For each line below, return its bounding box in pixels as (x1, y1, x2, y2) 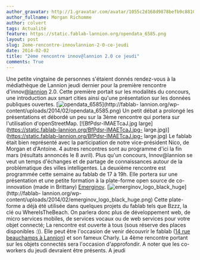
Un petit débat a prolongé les (122, 107, 194, 114)
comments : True (6, 59, 44, 65)
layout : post (6, 36, 39, 42)
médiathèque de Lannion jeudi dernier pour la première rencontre (6, 81, 167, 88)
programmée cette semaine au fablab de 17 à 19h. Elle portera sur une (6, 170, 178, 178)
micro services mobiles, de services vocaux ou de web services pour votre (6, 215, 190, 222)
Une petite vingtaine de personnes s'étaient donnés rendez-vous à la (6, 75, 176, 82)
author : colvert (6, 20, 46, 26)
